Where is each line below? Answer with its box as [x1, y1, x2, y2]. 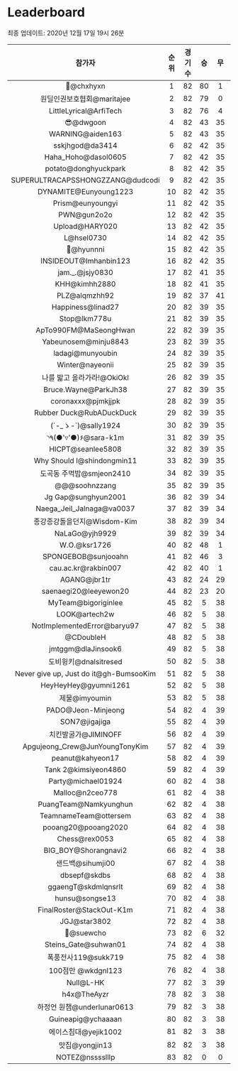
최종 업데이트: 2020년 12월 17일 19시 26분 [7, 28, 125, 37]
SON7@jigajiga [59, 717, 111, 727]
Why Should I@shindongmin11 [33, 455, 137, 465]
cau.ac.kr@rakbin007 [49, 562, 122, 572]
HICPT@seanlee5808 [49, 444, 122, 454]
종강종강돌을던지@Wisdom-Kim [33, 516, 138, 526]
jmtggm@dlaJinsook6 [49, 643, 123, 653]
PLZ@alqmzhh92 [56, 290, 115, 300]
